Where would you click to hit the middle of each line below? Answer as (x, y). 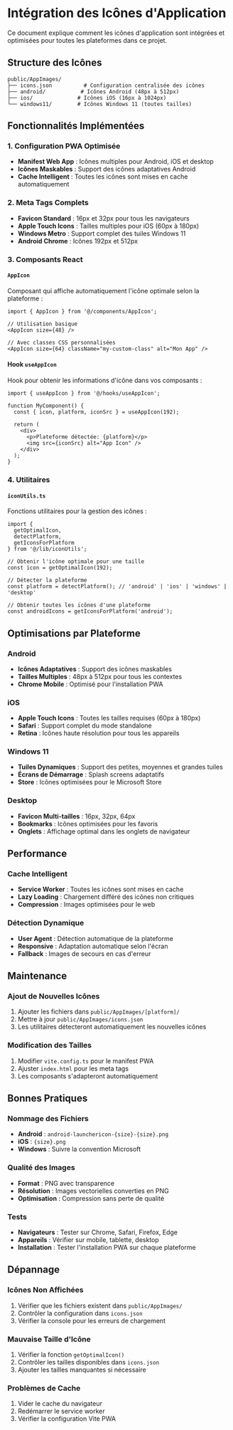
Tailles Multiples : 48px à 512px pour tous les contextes (100, 676)
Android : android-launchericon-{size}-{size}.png (93, 1134)
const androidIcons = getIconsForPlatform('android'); (90, 611)
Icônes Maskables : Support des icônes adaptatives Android (107, 169)
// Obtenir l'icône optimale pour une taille (76, 562)
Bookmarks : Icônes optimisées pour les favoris (88, 824)
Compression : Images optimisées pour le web (86, 905)
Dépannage (34, 1269)
